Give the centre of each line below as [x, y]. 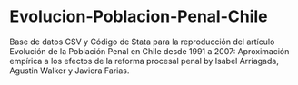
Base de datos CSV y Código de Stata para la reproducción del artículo [142, 42]
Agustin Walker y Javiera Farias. [70, 71]
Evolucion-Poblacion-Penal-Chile [139, 17]
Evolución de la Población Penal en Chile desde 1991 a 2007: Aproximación [149, 51]
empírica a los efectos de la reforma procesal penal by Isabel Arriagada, [144, 61]
